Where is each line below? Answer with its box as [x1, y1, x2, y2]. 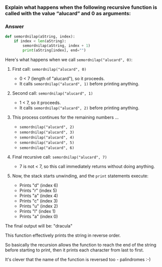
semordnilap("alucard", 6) [19, 145, 75, 150]
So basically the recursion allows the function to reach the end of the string [5, 242, 157, 247]
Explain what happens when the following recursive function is [5, 4, 158, 11]
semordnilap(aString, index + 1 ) [22, 43, 91, 48]
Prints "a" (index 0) [19, 213, 58, 219]
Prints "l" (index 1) [19, 208, 56, 214]
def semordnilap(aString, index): [5, 34, 76, 39]
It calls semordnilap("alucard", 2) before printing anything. [19, 104, 140, 111]
